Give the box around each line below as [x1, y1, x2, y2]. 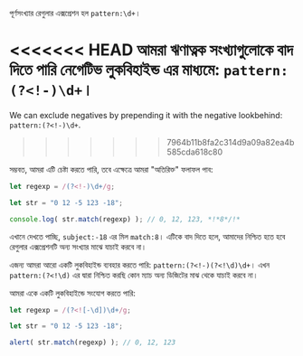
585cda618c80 [166, 146, 223, 157]
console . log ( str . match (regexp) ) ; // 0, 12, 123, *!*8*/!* [9, 214, 241, 224]
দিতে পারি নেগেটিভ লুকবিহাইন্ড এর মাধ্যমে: [9, 60, 221, 80]
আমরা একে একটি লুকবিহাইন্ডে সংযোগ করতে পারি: [9, 287, 136, 298]
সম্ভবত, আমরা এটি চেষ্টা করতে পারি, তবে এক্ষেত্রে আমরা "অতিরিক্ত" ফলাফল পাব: [9, 164, 214, 174]
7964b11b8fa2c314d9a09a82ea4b [166, 136, 295, 147]
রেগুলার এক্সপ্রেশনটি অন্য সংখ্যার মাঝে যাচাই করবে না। [9, 241, 147, 252]
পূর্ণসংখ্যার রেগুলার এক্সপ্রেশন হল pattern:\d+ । [9, 8, 142, 18]
